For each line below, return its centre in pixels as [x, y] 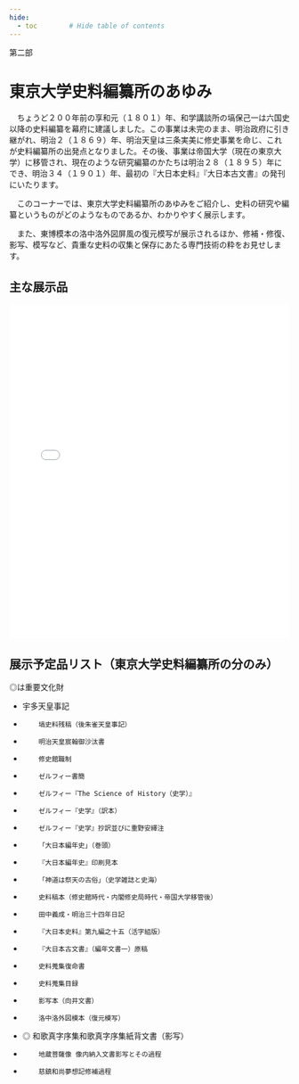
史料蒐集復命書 [62, 967]
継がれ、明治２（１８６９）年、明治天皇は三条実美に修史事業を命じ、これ [146, 140]
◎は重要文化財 [36, 687]
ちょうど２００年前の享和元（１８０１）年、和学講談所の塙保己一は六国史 [153, 118]
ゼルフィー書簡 [62, 776]
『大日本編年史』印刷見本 [78, 863]
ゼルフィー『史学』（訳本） [80, 811]
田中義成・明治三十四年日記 [82, 915]
